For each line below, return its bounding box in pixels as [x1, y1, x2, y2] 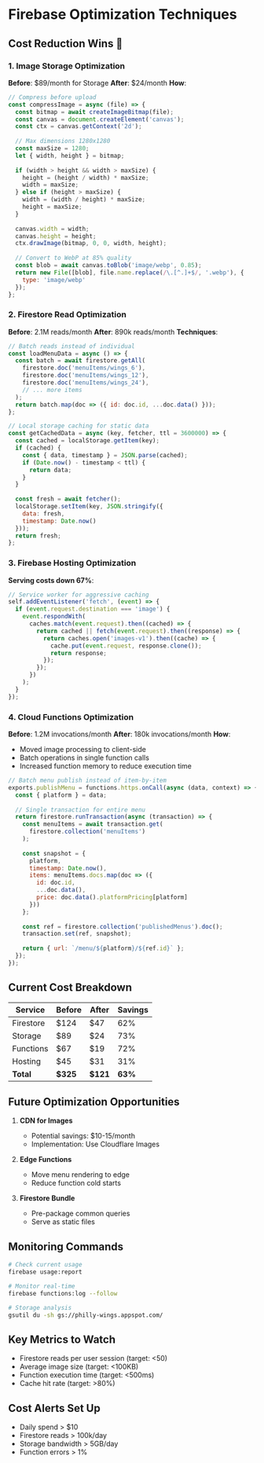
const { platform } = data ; [15, 791, 108, 799]
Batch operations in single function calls [19, 753, 149, 763]
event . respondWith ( [22, 613, 86, 621]
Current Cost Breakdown [8, 981, 132, 995]
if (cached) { [15, 444, 61, 453]
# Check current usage [8, 1261, 82, 1269]
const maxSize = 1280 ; [15, 145, 90, 152]
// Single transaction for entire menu [15, 805, 146, 814]
